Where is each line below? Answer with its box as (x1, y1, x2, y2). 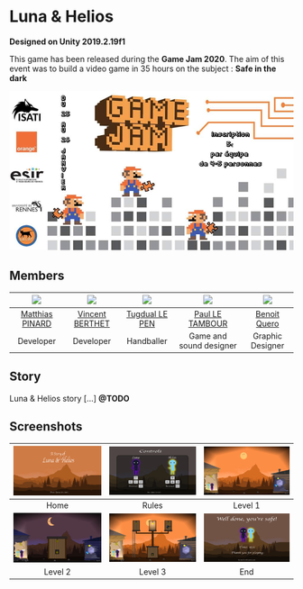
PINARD (22, 318, 52, 329)
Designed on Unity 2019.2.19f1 (9, 36, 126, 47)
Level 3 (138, 566, 167, 577)
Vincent (78, 309, 106, 319)
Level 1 (233, 500, 261, 511)
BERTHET (73, 318, 110, 329)
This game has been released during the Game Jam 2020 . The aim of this (9, 53, 285, 64)
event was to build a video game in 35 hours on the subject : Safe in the (9, 63, 277, 74)
